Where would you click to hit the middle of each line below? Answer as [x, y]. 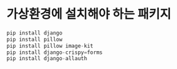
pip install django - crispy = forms [55, 52]
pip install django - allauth [47, 59]
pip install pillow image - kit [50, 46]
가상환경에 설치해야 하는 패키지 [89, 14]
